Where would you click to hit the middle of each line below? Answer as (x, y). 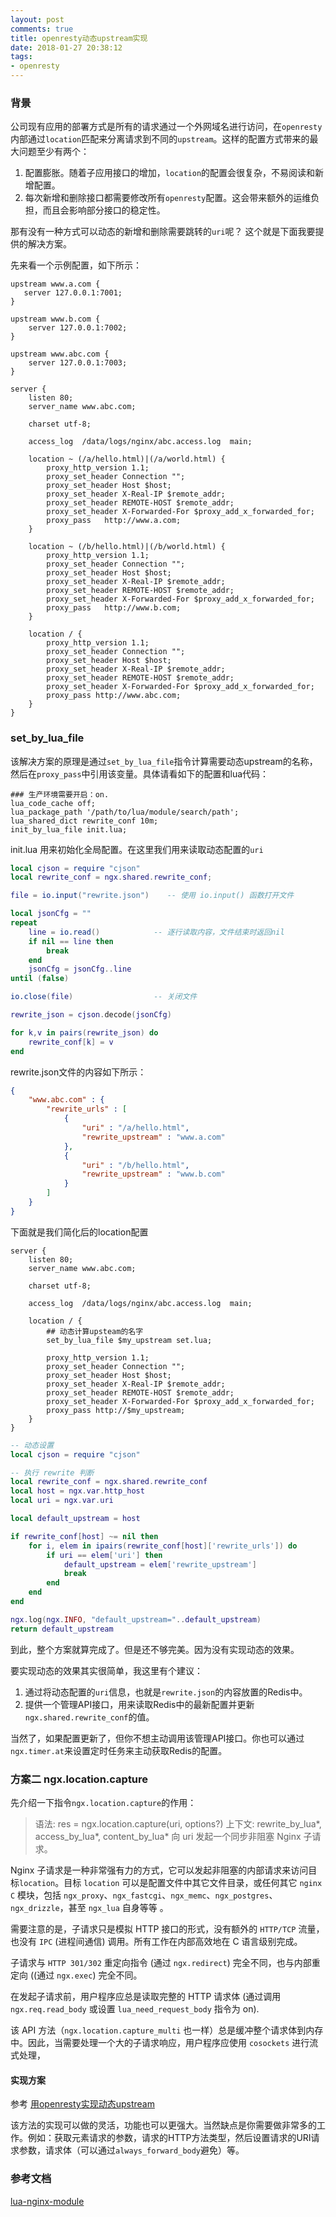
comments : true (42, 29)
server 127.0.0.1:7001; (73, 293)
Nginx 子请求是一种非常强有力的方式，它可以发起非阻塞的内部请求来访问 (159, 1870)
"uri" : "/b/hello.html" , (135, 1165)
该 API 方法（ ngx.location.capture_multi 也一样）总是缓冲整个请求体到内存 (167, 2030)
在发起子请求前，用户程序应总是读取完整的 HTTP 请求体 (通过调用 (146, 1997)
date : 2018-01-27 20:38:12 (66, 47)
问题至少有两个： (54, 152)
